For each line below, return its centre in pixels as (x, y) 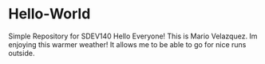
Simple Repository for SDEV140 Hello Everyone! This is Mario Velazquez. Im (133, 36)
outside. (22, 53)
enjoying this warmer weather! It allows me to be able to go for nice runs (127, 44)
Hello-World (49, 14)
